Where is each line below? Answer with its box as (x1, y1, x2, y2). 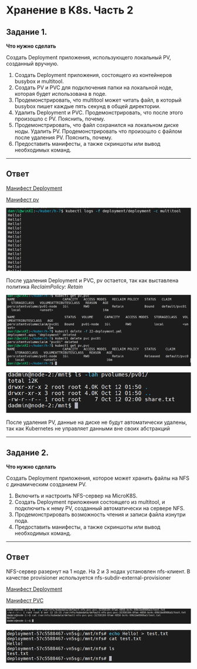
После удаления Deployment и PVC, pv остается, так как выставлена (6, 277, 179, 284)
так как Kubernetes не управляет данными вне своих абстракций (6, 425, 170, 432)
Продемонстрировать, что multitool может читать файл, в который (14, 96, 182, 103)
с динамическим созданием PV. (6, 481, 87, 488)
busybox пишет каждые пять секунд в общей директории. (14, 103, 161, 109)
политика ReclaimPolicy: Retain (6, 283, 83, 290)
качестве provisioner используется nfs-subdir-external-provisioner (6, 574, 171, 581)
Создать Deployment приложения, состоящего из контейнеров (14, 72, 172, 78)
